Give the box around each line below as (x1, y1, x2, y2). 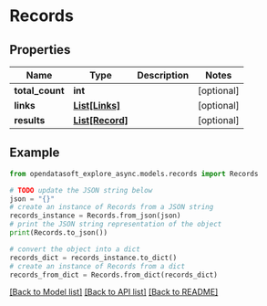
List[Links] (73, 100, 121, 111)
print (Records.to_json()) (9, 228, 108, 237)
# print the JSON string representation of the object (9, 220, 222, 229)
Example (9, 145, 60, 161)
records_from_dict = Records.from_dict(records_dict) (9, 270, 219, 280)
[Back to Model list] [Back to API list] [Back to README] (9, 287, 219, 298)
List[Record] (73, 114, 128, 126)
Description (136, 69, 190, 81)
